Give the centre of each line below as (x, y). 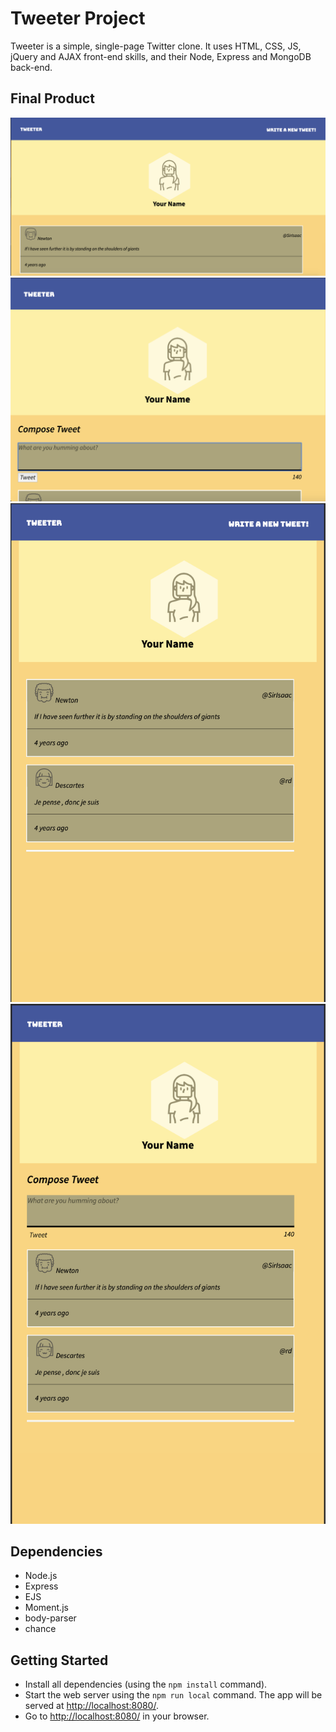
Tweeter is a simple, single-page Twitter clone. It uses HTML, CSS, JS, (156, 46)
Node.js (41, 1576)
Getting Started (59, 1660)
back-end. (31, 67)
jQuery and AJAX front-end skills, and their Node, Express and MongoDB (161, 56)
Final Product (52, 98)
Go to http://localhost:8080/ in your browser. (117, 1716)
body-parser (50, 1618)
